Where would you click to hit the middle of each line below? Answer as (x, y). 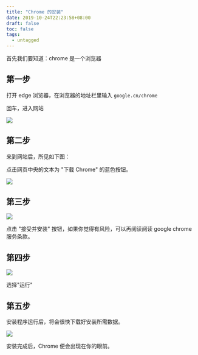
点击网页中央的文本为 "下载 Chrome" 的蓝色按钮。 (69, 169)
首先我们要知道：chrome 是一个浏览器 (54, 58)
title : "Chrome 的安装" (35, 12)
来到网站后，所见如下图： (38, 156)
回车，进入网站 (25, 108)
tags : (13, 35)
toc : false (20, 29)
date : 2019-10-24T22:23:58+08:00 (49, 18)
